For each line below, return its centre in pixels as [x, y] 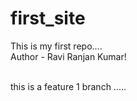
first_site [48, 18]
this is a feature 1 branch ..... [68, 86]
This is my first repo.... [56, 46]
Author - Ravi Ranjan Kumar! [68, 56]
